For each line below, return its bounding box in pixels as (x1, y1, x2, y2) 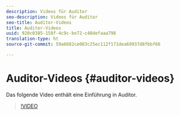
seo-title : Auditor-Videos (6, 19, 72, 25)
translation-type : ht (6, 36, 59, 42)
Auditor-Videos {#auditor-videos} (6, 72, 175, 85)
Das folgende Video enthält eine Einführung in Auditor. (6, 91, 137, 98)
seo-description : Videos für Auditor (6, 14, 98, 20)
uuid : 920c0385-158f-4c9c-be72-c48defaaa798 (6, 31, 116, 36)
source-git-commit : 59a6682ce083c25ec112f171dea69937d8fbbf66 (6, 42, 161, 48)
